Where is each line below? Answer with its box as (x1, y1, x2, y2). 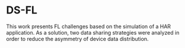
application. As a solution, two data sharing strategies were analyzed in (6, 29, 180, 36)
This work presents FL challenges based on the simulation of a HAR (6, 23, 171, 30)
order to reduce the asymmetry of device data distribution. (6, 35, 149, 42)
